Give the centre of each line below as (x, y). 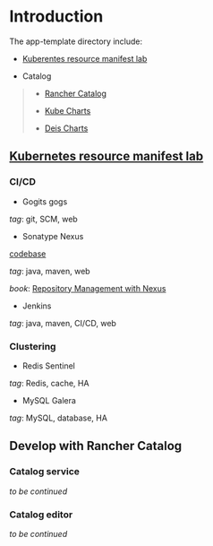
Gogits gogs (45, 201)
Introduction (56, 17)
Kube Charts (68, 110)
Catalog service (45, 472)
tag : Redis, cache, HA (49, 383)
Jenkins (37, 306)
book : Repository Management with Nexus (88, 288)
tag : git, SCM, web (43, 219)
